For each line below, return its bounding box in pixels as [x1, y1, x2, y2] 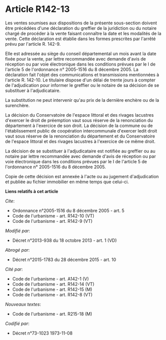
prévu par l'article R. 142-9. [5, 41, 61, 47]
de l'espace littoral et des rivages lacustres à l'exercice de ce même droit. [5, 138, 156, 144]
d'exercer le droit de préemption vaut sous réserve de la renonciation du [5, 117, 153, 123]
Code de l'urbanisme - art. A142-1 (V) [12, 275, 89, 281]
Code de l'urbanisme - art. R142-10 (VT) [12, 212, 95, 219]
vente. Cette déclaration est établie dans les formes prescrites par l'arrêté [5, 36, 156, 42]
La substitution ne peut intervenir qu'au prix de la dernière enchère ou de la [5, 97, 160, 103]
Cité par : [5, 266, 23, 272]
